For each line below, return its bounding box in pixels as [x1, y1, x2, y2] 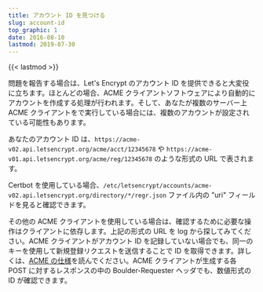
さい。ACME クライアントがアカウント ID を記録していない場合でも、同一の [8, 236, 254, 246]
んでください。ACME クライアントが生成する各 [85, 256, 237, 265]
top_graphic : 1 [8, 26, 58, 34]
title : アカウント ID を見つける [8, 11, 106, 20]
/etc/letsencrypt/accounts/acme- [103, 182, 213, 190]
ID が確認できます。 [8, 276, 72, 285]
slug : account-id [8, 19, 65, 27]
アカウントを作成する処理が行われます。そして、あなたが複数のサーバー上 [8, 98, 247, 108]
